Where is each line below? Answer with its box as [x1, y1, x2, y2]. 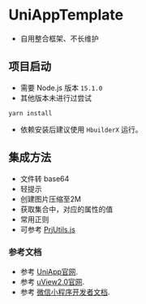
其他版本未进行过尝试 [19, 93, 92, 102]
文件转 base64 [19, 173, 70, 184]
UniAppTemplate [8, 6, 124, 24]
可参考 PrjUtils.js [19, 224, 75, 234]
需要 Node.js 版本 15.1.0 [19, 83, 103, 93]
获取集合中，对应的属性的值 [19, 204, 114, 214]
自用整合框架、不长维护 [19, 33, 99, 43]
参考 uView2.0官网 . [19, 276, 85, 286]
